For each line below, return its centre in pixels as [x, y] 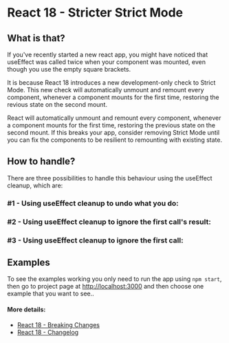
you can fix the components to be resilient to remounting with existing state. [115, 140]
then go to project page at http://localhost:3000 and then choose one [106, 287]
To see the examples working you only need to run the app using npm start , [115, 279]
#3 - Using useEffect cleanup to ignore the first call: [95, 240]
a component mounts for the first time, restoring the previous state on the [111, 125]
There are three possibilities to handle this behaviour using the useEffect [110, 178]
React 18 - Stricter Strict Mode [95, 13]
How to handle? [41, 162]
